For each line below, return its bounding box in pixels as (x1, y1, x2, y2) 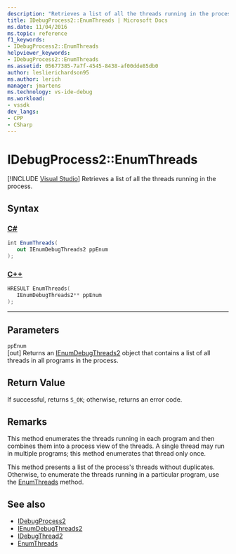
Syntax (7, 202, 39, 214)
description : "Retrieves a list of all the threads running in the (7, 10, 209, 18)
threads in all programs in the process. (7, 356, 119, 365)
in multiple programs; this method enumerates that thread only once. (7, 449, 206, 458)
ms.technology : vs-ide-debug (7, 88, 93, 95)
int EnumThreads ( (7, 239, 58, 246)
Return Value (7, 376, 65, 388)
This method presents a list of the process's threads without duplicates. (7, 463, 216, 471)
